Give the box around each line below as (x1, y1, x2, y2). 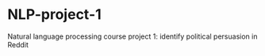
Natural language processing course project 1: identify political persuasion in (7, 32, 258, 41)
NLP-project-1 (7, 6, 102, 24)
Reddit (7, 39, 29, 49)
